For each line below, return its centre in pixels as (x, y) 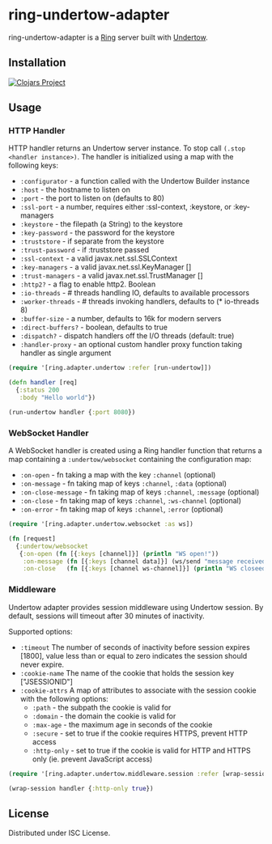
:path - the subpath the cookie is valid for (102, 707)
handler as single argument (66, 353)
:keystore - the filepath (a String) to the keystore (102, 224)
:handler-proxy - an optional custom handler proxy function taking (131, 345)
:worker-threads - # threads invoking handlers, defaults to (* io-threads (140, 302)
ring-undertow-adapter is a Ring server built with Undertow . (108, 37)
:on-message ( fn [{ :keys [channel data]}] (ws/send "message (128, 561)
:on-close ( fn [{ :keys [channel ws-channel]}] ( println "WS (130, 569)
